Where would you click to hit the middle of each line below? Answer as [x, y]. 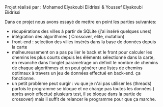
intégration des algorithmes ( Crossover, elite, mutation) [68, 37]
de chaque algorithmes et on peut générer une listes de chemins [77, 68]
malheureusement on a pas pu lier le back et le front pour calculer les [82, 52]
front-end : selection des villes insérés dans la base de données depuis [84, 42]
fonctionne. [23, 78]
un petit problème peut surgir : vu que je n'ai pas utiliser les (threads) [81, 83]
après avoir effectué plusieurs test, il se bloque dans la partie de [77, 94]
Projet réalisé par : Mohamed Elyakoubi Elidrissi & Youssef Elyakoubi [74, 7]
